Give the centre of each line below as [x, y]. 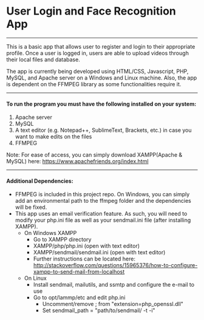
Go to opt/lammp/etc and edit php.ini [79, 298]
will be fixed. [31, 207]
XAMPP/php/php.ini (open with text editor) [87, 246]
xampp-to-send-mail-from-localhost [79, 272]
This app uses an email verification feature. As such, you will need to [101, 214]
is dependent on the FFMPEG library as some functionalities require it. [94, 84]
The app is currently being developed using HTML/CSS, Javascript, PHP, [97, 71]
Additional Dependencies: [40, 181]
